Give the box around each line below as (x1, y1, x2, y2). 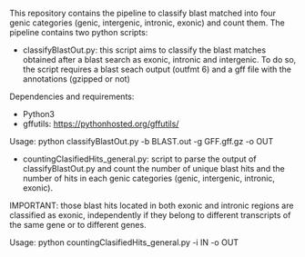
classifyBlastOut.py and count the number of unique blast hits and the (22, 163, 285, 173)
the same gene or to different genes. (9, 220, 147, 230)
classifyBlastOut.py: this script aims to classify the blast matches (22, 44, 267, 55)
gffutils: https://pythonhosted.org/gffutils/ (22, 118, 179, 129)
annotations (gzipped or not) (22, 74, 130, 84)
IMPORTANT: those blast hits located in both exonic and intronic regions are (9, 200, 294, 211)
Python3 (22, 109, 55, 119)
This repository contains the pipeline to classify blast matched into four (9, 8, 276, 18)
